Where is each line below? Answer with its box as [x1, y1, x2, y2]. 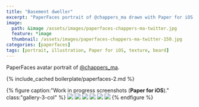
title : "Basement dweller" [6, 8, 73, 15]
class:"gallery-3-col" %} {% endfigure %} [6, 93, 154, 101]
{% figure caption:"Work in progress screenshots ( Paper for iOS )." [6, 87, 169, 94]
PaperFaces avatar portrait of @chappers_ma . [6, 64, 120, 71]
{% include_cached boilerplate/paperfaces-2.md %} [6, 75, 135, 82]
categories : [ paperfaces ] [6, 42, 70, 48]
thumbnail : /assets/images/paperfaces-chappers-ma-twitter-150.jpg [11, 36, 183, 42]
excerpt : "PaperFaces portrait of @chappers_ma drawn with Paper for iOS [6, 14, 194, 20]
